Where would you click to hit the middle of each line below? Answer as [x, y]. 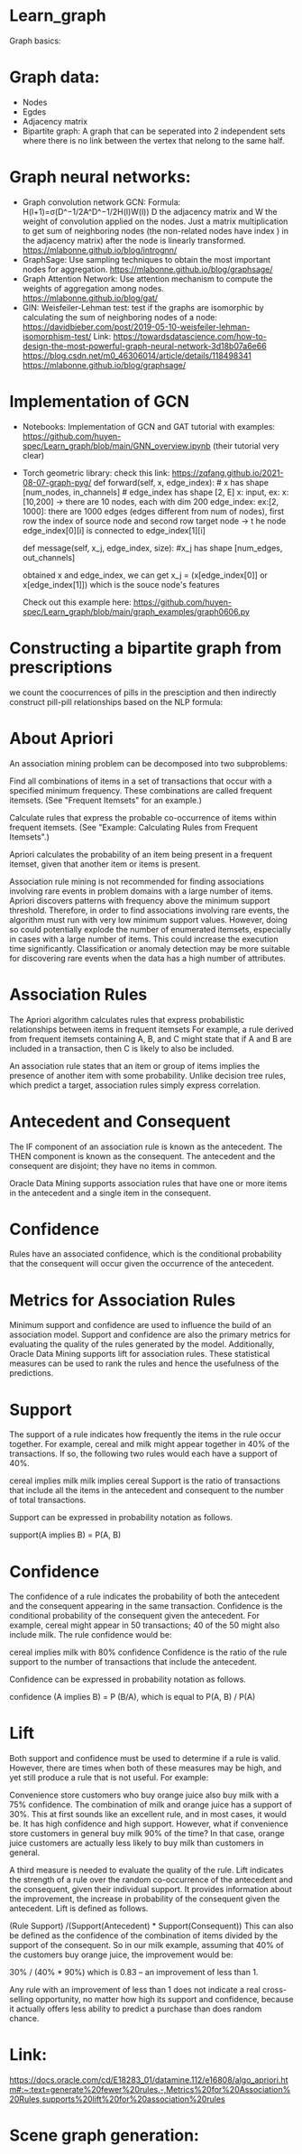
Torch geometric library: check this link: [96, 473]
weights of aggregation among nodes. [93, 288]
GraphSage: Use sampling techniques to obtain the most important [146, 259]
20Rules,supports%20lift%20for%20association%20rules [117, 2099]
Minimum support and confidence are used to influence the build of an [141, 1325]
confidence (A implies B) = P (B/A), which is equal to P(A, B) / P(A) [133, 1697]
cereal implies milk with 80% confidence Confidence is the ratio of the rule [148, 1652]
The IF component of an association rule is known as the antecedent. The [146, 1147]
